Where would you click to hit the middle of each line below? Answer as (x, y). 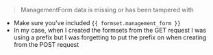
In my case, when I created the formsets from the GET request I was (110, 30)
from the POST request (46, 44)
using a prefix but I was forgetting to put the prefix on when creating (110, 37)
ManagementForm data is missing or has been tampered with (107, 10)
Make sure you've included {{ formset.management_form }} (97, 23)
